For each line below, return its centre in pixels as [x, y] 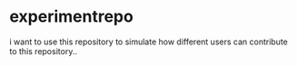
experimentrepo [71, 17]
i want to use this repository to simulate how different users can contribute [148, 42]
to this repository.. [43, 51]
